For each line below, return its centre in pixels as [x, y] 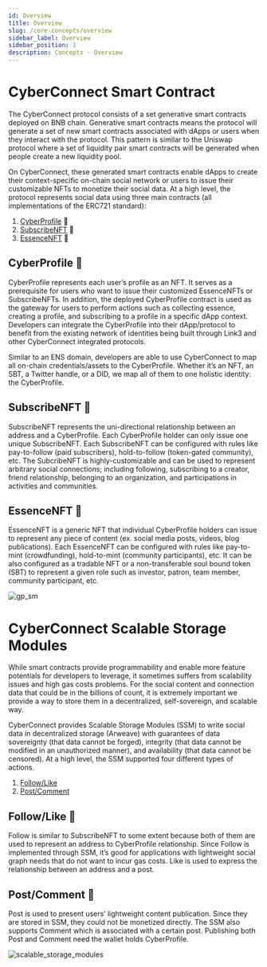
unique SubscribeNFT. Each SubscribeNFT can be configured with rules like [133, 444]
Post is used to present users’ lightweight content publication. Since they [128, 914]
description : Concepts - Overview [66, 53]
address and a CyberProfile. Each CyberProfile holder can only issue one [128, 435]
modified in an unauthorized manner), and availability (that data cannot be [130, 750]
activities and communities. [53, 486]
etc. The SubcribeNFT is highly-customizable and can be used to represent [132, 460]
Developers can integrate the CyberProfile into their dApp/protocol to [122, 324]
